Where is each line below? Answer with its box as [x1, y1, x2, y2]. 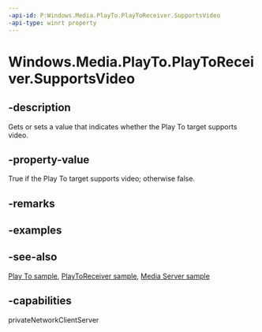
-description [8, 101, 71, 114]
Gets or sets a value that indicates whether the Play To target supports [8, 121, 238, 131]
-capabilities [8, 294, 73, 308]
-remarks [8, 196, 55, 210]
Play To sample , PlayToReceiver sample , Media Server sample [8, 271, 211, 281]
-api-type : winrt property [8, 19, 97, 27]
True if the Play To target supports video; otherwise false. [8, 174, 196, 184]
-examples [8, 224, 62, 237]
